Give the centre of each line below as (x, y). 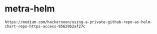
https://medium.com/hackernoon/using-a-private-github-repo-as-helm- (79, 22)
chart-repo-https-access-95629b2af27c (45, 26)
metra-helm (30, 9)
